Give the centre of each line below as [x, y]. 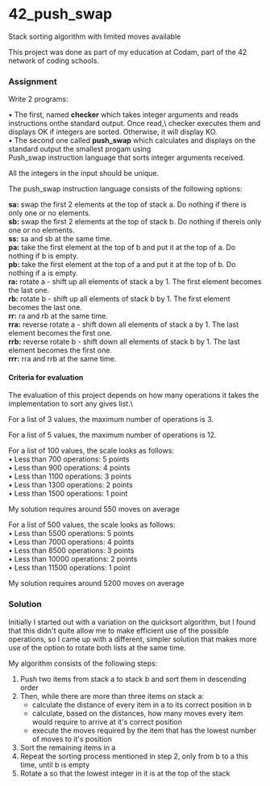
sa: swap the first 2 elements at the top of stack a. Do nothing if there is [128, 205]
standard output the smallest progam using [80, 149]
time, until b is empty [55, 764]
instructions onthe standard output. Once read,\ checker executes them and [135, 123]
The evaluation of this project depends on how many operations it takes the [134, 395]
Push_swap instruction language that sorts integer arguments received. [127, 157]
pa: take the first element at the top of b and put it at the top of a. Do [122, 248]
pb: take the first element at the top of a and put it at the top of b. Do [122, 265]
